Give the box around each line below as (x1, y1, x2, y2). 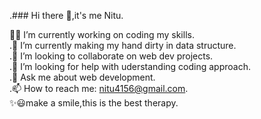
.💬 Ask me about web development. (9, 71, 156, 83)
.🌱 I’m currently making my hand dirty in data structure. (9, 40, 237, 51)
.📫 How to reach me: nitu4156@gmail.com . (9, 83, 189, 94)
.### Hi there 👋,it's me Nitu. (9, 10, 124, 21)
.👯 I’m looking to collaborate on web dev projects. (9, 50, 214, 62)
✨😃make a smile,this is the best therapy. (9, 97, 179, 109)
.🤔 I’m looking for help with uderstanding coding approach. (9, 61, 251, 72)
